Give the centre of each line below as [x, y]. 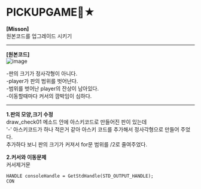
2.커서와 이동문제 [26, 157]
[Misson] [18, 29]
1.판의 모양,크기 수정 [30, 114]
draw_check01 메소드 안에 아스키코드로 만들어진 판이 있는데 [77, 122]
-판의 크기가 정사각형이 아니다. [42, 73]
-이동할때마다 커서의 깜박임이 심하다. [49, 96]
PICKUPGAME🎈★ [51, 12]
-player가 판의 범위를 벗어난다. [42, 81]
